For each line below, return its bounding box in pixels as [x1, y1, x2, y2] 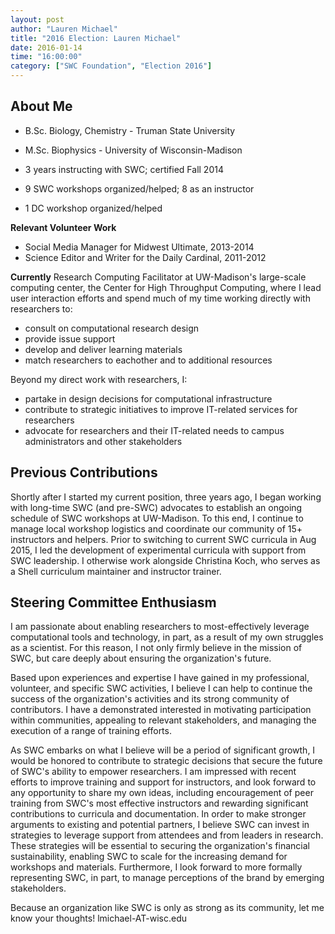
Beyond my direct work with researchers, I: [10, 373, 188, 385]
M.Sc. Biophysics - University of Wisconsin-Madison [24, 144, 243, 156]
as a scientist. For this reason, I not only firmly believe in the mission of [10, 642, 303, 654]
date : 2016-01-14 [10, 42, 83, 53]
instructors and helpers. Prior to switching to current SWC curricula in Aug [10, 533, 317, 545]
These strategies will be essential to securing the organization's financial [10, 840, 310, 852]
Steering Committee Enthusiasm [10, 594, 217, 611]
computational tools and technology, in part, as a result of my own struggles [10, 631, 324, 643]
